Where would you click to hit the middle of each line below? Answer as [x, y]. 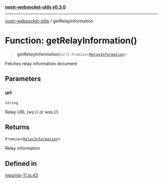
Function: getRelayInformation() [71, 41]
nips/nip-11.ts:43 [22, 175]
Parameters [23, 79]
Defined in [21, 163]
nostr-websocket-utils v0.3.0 [35, 7]
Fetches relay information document [41, 63]
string [12, 103]
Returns [17, 127]
